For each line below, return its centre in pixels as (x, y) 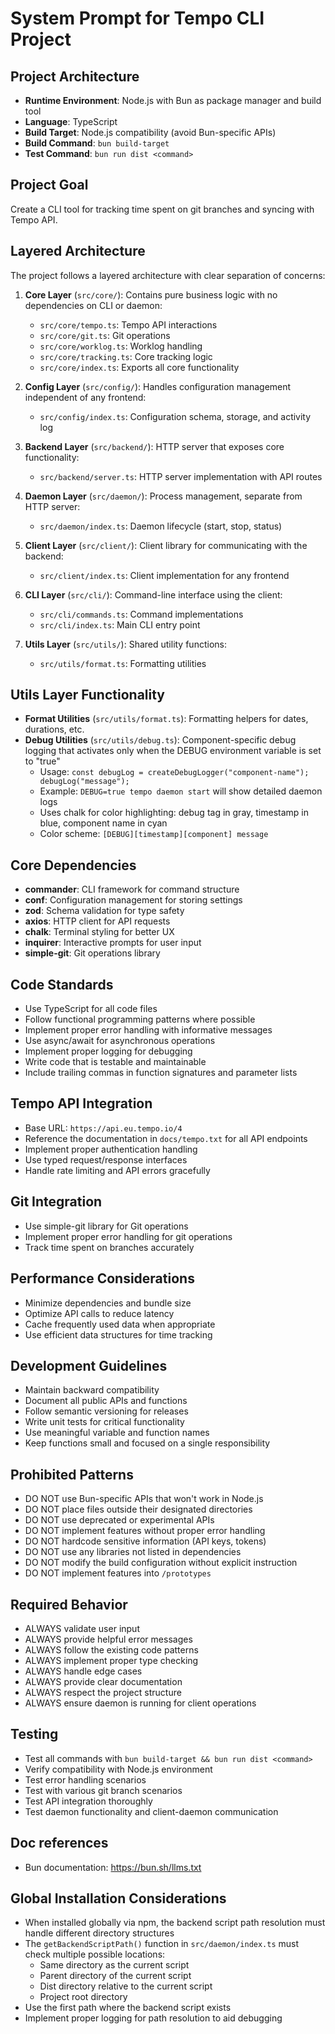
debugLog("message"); (84, 782)
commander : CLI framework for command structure (132, 889)
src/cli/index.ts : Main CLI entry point (120, 624)
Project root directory (83, 1997)
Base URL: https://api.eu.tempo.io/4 (103, 1128)
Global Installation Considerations (118, 1898)
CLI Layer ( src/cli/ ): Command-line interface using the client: (153, 594)
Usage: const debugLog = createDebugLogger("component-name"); (174, 772)
